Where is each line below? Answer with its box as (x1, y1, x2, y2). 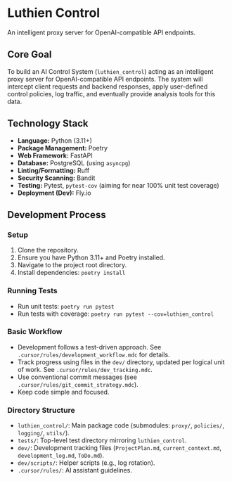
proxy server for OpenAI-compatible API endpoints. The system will (7, 75, 203, 83)
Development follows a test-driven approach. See (17, 342, 162, 351)
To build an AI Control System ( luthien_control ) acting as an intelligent (7, 67, 214, 75)
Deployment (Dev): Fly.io (17, 188, 91, 197)
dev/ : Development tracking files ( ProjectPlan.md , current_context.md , (17, 444, 221, 452)
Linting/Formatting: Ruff (17, 166, 90, 174)
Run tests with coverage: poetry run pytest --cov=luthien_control (17, 309, 214, 318)
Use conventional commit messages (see (17, 373, 137, 381)
